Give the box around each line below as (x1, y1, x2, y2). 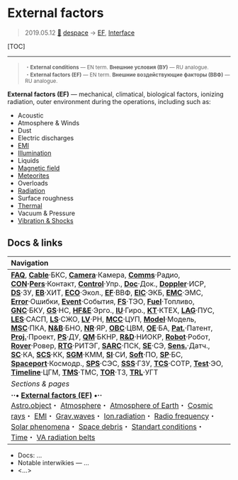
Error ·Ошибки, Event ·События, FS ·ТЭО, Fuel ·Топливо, (11, 296, 195, 306)
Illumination (17, 149, 52, 157)
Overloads (17, 178, 48, 187)
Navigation (11, 258, 49, 268)
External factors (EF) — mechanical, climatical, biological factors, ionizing (7, 90, 225, 98)
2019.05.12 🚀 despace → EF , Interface (24, 28, 135, 37)
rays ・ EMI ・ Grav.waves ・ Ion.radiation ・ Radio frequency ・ (11, 411, 217, 421)
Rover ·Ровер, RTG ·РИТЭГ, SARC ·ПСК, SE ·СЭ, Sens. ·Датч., (11, 341, 210, 350)
